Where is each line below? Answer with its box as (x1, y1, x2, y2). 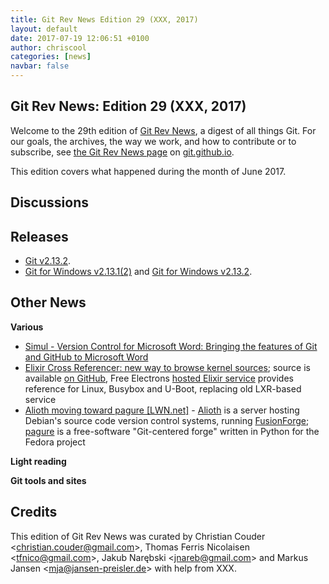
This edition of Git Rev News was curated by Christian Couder (10, 530, 266, 542)
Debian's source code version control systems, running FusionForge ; (24, 414, 310, 426)
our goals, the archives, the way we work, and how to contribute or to (10, 135, 297, 147)
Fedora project (24, 436, 86, 448)
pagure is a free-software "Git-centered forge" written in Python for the (24, 425, 320, 437)
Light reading (10, 455, 67, 467)
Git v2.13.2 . (24, 255, 72, 267)
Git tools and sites (10, 474, 87, 486)
